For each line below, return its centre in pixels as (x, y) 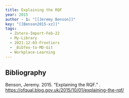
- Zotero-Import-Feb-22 (35, 33)
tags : (11, 29)
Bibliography (26, 72)
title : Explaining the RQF (34, 10)
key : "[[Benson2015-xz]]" (32, 24)
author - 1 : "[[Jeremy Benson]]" (40, 19)
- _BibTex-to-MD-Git (31, 47)
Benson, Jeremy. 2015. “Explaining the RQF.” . (53, 85)
